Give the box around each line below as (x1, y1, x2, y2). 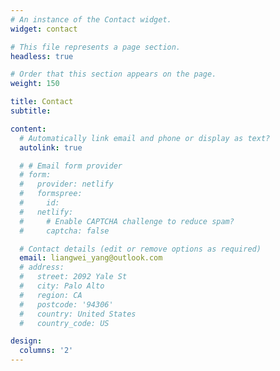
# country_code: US (19, 318, 110, 328)
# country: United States (19, 309, 137, 319)
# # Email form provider (19, 161, 123, 171)
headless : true (10, 51, 74, 61)
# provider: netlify (19, 179, 114, 190)
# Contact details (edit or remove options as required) (19, 244, 262, 254)
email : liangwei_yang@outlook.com (19, 253, 163, 263)
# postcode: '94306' (19, 299, 114, 310)
